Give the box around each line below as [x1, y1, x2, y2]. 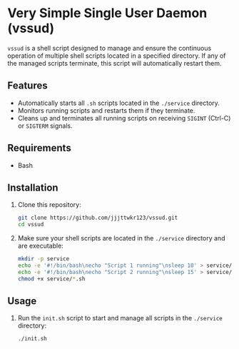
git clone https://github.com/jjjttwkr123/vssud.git [17, 214, 178, 222]
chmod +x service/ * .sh [17, 275, 86, 283]
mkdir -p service [17, 256, 70, 263]
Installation [7, 181, 59, 193]
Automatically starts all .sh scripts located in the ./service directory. [17, 98, 220, 107]
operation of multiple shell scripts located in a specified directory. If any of [7, 51, 226, 60]
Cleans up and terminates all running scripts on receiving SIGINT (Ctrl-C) [17, 113, 231, 122]
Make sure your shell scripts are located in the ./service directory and [17, 234, 225, 243]
